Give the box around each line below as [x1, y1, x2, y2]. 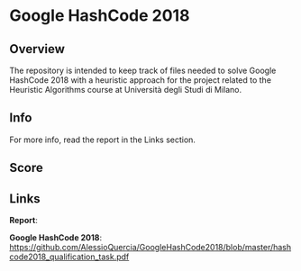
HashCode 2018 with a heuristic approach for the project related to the [9, 75, 272, 86]
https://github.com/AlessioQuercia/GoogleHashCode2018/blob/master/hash [9, 242, 292, 253]
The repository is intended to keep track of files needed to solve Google [9, 65, 277, 76]
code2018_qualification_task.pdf [9, 251, 130, 262]
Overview [9, 41, 66, 57]
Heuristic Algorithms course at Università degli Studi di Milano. [9, 85, 242, 95]
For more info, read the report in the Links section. [9, 134, 196, 145]
